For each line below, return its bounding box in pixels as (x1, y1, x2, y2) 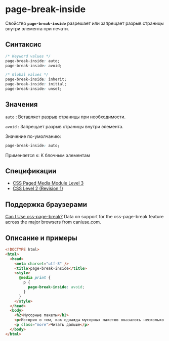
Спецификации (5, 167, 57, 175)
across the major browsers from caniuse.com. (5, 219, 101, 225)
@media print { (18, 275, 51, 280)
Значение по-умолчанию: (5, 133, 62, 139)
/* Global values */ (5, 72, 49, 77)
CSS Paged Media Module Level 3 (12, 180, 84, 186)
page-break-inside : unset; (5, 86, 62, 91)
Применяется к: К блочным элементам (5, 152, 90, 158)
